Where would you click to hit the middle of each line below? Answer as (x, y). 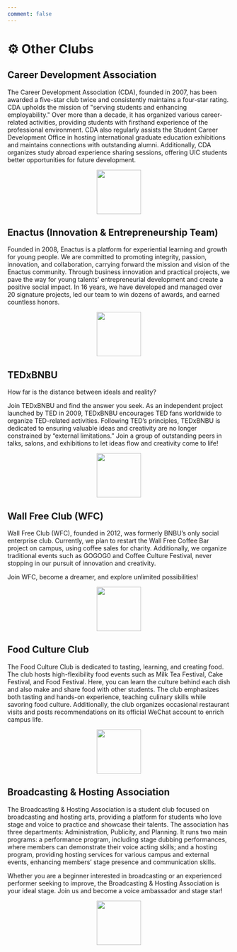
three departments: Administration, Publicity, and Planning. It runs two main (117, 832)
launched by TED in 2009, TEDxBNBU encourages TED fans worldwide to (115, 413)
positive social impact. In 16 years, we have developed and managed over (115, 287)
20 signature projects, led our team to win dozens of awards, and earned (114, 295)
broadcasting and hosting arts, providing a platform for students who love (115, 817)
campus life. (25, 719)
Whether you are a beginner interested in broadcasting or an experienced (115, 875)
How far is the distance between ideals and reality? (82, 392)
